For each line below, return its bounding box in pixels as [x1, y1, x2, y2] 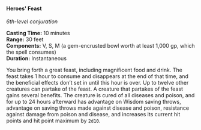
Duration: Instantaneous [6, 55, 67, 62]
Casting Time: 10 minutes [6, 30, 70, 37]
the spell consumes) [6, 48, 57, 56]
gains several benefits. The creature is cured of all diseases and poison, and [6, 92, 195, 99]
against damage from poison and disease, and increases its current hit [6, 111, 181, 118]
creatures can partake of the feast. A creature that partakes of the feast [6, 85, 183, 92]
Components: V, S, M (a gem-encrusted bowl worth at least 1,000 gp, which [6, 42, 195, 49]
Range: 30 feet [6, 36, 44, 43]
